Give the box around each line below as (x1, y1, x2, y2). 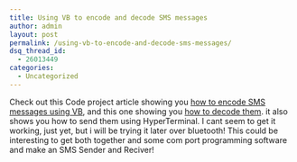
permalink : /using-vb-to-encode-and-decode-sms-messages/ (9, 38, 232, 48)
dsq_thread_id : (9, 47, 67, 56)
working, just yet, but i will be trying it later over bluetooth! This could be (9, 125, 278, 136)
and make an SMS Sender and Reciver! (9, 144, 155, 155)
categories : (9, 64, 54, 73)
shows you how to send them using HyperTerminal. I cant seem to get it (9, 115, 276, 126)
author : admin (9, 22, 63, 31)
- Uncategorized (17, 72, 79, 81)
